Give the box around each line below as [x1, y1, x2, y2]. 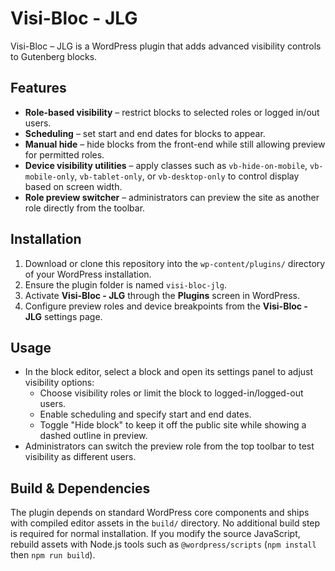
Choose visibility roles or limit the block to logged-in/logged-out [39, 387, 304, 399]
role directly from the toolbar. [24, 202, 146, 214]
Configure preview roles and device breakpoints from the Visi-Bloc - [24, 300, 308, 312]
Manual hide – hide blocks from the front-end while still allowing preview [24, 138, 326, 150]
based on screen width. [24, 180, 123, 192]
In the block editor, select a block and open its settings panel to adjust [24, 366, 314, 378]
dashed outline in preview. [39, 430, 148, 442]
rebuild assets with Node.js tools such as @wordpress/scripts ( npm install [10, 538, 317, 551]
